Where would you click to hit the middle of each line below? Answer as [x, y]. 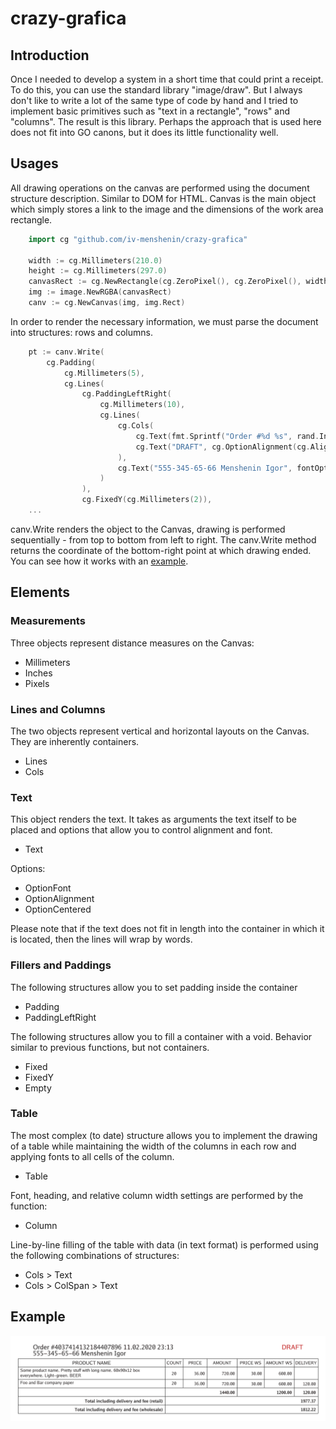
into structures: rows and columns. [81, 332]
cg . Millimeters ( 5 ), [104, 373]
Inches [38, 673]
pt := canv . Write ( [66, 352]
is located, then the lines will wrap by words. [101, 939]
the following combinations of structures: [95, 1255]
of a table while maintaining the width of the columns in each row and [153, 1146]
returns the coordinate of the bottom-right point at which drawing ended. [161, 550]
